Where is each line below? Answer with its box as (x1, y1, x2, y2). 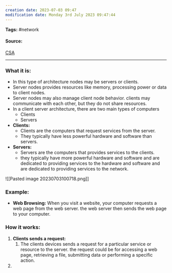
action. (20, 257, 35, 263)
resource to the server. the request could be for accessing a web (20, 246, 158, 253)
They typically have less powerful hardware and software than (20, 133, 152, 139)
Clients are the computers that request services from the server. (20, 128, 156, 134)
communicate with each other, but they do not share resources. (12, 100, 147, 107)
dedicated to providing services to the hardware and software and (20, 160, 160, 166)
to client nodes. (12, 90, 46, 95)
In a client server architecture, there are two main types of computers (12, 106, 160, 112)
